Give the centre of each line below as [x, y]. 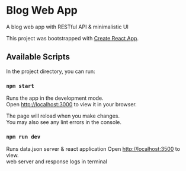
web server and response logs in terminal [57, 161]
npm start [20, 86]
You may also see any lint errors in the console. [64, 122]
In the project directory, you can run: [51, 71]
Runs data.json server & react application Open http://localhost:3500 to [93, 149]
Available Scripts [38, 57]
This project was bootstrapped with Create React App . [73, 38]
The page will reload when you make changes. [63, 116]
